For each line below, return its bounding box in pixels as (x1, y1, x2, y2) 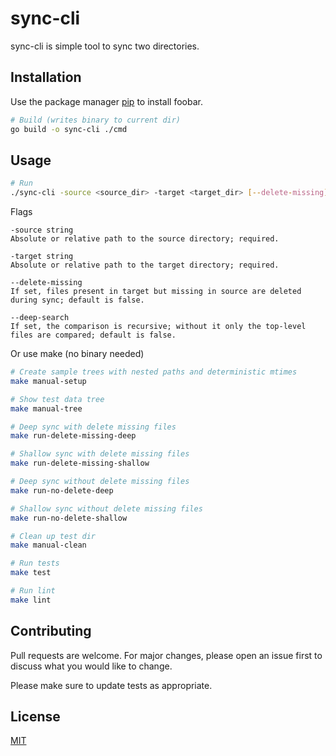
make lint (10, 595, 52, 605)
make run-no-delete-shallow (10, 513, 128, 523)
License (10, 708, 61, 726)
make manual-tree (10, 403, 83, 414)
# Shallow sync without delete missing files (10, 503, 203, 514)
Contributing (10, 623, 92, 640)
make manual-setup (10, 376, 87, 386)
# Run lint (10, 586, 56, 596)
